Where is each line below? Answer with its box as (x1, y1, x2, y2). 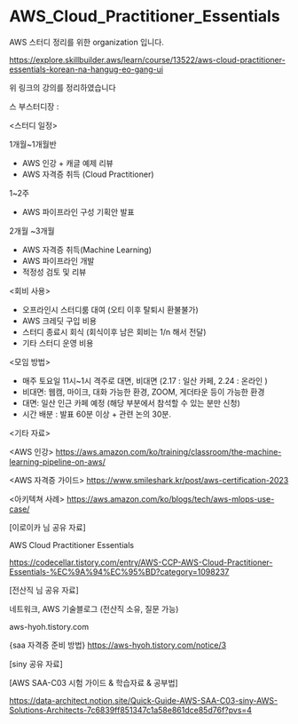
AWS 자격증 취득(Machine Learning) (21, 244, 153, 255)
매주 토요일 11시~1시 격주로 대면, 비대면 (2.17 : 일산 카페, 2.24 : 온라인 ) (21, 375, 268, 386)
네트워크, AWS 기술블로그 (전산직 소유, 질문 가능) (9, 603, 179, 614)
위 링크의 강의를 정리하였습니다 (9, 82, 117, 92)
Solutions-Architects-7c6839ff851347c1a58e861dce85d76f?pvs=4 (9, 704, 253, 715)
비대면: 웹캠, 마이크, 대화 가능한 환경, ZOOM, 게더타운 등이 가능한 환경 (21, 386, 265, 397)
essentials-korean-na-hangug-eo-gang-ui (9, 64, 164, 75)
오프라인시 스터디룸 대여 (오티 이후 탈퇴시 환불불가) (21, 304, 199, 314)
